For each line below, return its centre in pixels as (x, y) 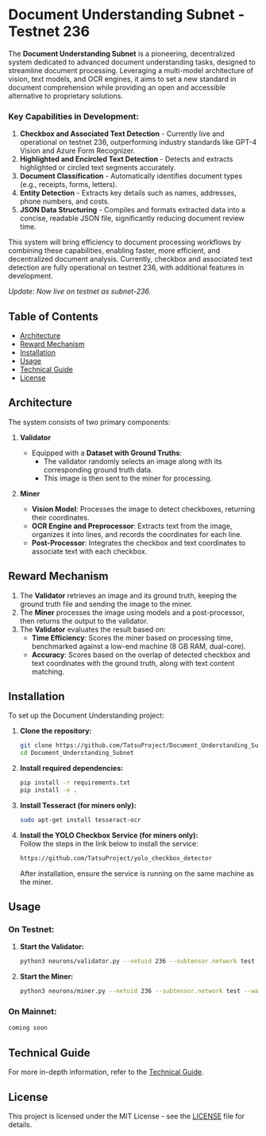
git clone (36, 745)
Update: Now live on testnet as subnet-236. (80, 291)
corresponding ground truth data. (98, 469)
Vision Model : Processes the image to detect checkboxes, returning (143, 509)
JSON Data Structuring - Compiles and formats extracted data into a (133, 210)
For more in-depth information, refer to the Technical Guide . (106, 1072)
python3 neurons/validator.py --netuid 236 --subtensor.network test (137, 961)
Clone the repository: (56, 731)
